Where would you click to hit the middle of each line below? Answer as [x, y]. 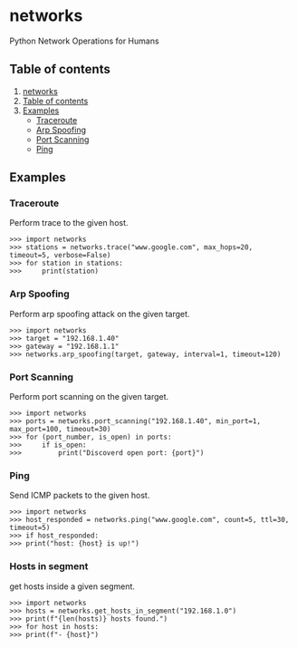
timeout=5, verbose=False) [60, 256]
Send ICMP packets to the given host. [80, 496]
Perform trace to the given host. [69, 223]
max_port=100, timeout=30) [60, 430]
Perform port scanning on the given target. [89, 397]
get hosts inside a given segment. [72, 586]
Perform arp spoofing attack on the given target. [100, 314]
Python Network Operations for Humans [85, 41]
